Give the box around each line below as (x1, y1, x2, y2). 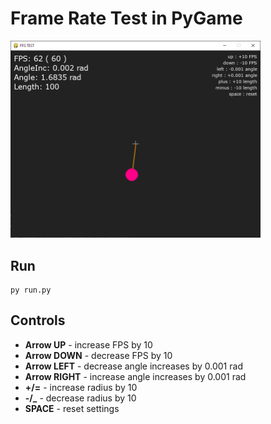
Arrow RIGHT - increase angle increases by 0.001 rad (24, 370, 247, 382)
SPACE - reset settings (24, 402, 120, 414)
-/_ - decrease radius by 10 (24, 392, 137, 404)
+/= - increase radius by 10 (24, 381, 138, 393)
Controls (10, 312, 66, 329)
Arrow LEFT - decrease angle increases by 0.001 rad (24, 360, 243, 372)
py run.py (10, 285, 52, 295)
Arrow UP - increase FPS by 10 (24, 338, 153, 351)
